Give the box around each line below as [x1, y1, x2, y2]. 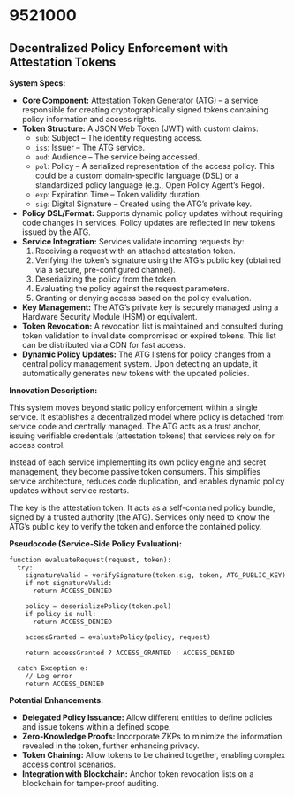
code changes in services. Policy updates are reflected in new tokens [21, 218, 275, 228]
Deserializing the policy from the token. [34, 274, 178, 284]
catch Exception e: [17, 664, 89, 673]
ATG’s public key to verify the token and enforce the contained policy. [9, 522, 262, 531]
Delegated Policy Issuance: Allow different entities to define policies [21, 712, 273, 723]
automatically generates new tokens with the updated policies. [21, 368, 250, 378]
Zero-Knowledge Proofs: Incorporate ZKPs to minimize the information [21, 731, 283, 741]
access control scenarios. [21, 759, 117, 770]
